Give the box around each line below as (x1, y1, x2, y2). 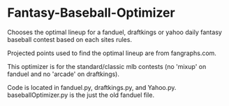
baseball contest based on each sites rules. (7, 35, 133, 43)
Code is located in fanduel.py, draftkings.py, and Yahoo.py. (7, 83, 177, 91)
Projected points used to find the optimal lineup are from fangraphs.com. (7, 49, 216, 57)
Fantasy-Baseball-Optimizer (7, 5, 176, 21)
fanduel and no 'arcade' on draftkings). (7, 70, 120, 78)
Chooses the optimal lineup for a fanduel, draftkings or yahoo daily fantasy (7, 28, 222, 36)
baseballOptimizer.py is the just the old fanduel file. (7, 91, 155, 99)
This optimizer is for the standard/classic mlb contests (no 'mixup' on (7, 62, 207, 70)
